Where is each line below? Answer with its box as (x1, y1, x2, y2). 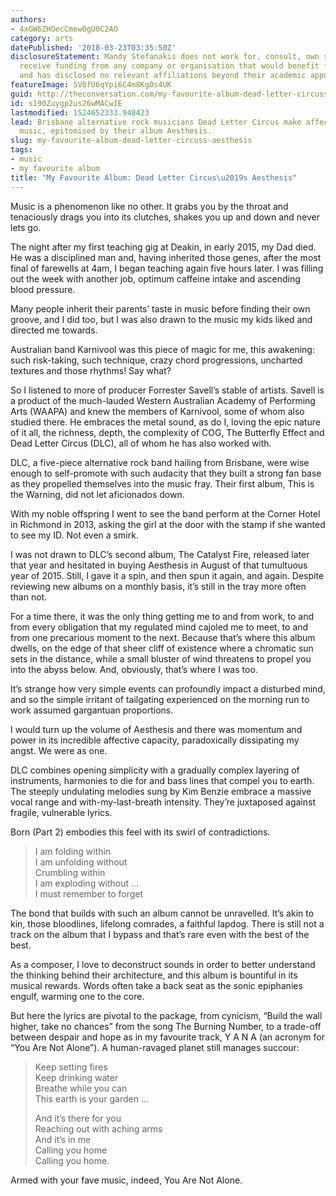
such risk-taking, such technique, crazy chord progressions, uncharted (10, 354, 303, 366)
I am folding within (34, 845, 112, 857)
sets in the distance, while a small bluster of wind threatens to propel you (10, 652, 312, 665)
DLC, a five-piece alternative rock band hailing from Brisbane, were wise (10, 456, 310, 468)
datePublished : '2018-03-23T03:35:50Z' (10, 42, 177, 53)
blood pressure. (10, 283, 76, 295)
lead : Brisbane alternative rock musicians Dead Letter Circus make (10, 117, 302, 127)
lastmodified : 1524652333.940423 (10, 107, 150, 118)
